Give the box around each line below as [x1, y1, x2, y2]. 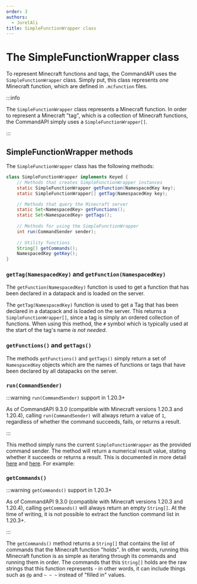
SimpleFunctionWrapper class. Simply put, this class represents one [6, 76, 169, 83]
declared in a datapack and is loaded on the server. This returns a [6, 308, 167, 315]
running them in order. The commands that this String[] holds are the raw [6, 559, 188, 566]
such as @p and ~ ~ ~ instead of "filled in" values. [6, 572, 126, 579]
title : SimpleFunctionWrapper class [6, 25, 96, 31]
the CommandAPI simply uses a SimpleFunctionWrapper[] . [6, 118, 148, 125]
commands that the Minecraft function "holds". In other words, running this [6, 546, 189, 553]
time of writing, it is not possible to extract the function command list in [6, 511, 179, 518]
